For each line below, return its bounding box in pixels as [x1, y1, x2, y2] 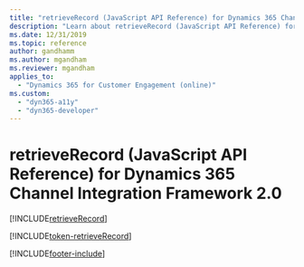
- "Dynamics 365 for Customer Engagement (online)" [17, 81, 217, 90]
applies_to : [9, 72, 54, 81]
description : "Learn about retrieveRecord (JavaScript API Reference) [9, 22, 281, 31]
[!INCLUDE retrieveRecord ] [9, 214, 108, 224]
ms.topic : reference [9, 38, 88, 48]
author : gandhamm [9, 47, 75, 56]
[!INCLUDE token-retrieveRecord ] [9, 231, 132, 242]
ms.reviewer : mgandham [9, 64, 95, 73]
